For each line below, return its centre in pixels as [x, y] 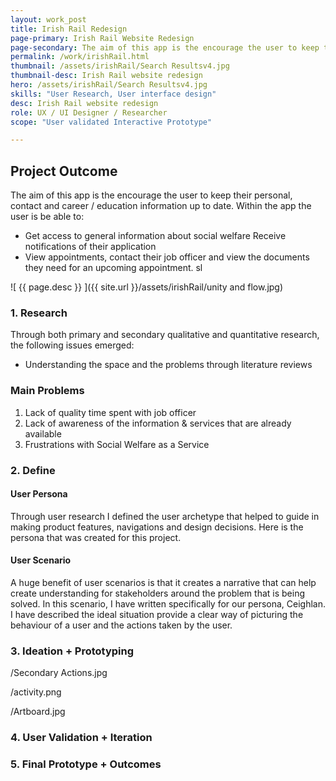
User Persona [39, 494]
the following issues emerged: [72, 345]
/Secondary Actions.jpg [59, 673]
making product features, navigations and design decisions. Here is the [157, 527]
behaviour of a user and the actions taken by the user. [121, 625]
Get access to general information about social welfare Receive [155, 236]
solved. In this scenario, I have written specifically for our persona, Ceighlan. [168, 603]
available [43, 433]
